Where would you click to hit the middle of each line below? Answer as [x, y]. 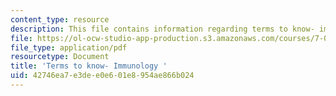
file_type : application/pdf [69, 47]
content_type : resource [60, 19]
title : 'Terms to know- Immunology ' [89, 66]
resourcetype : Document [60, 57]
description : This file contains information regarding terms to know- [162, 29]
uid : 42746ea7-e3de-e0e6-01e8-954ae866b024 [102, 76]
